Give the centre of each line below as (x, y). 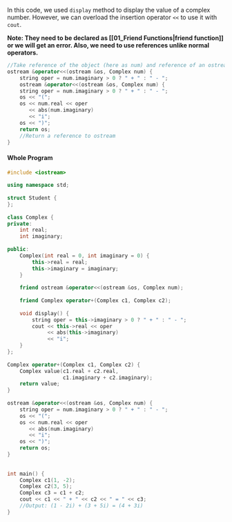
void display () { (45, 313)
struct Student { (32, 198)
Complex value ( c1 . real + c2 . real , (69, 371)
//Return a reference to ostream (68, 136)
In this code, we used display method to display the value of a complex (109, 10)
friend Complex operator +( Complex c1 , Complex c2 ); (95, 301)
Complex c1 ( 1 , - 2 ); (48, 480)
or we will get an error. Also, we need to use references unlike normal (108, 45)
